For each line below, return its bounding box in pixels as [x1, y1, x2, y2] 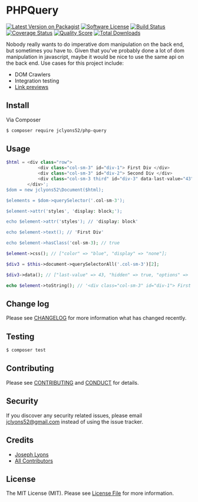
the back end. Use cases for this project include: [6, 60, 124, 67]
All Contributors [14, 457, 53, 464]
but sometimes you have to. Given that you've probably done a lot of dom [6, 47, 184, 54]
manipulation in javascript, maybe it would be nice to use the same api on [6, 53, 184, 60]
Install [6, 101, 29, 111]
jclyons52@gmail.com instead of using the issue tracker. [6, 418, 143, 425]
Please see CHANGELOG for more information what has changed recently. [6, 315, 187, 322]
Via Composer [6, 116, 41, 123]
